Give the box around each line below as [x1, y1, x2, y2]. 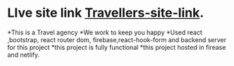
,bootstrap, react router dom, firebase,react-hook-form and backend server [7, 35, 227, 44]
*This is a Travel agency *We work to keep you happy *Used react [7, 28, 202, 37]
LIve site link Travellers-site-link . [7, 5, 204, 21]
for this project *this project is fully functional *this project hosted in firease [7, 43, 226, 51]
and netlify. [7, 51, 40, 59]
